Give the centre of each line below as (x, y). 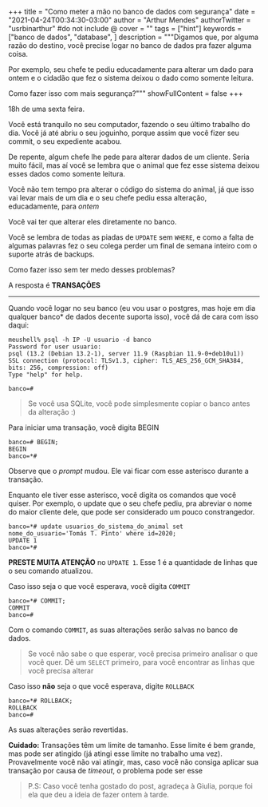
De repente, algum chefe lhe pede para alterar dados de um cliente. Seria (129, 157)
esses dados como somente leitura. (67, 174)
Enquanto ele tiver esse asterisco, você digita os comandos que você (122, 495)
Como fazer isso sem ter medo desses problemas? (92, 270)
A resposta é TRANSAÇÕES (55, 285)
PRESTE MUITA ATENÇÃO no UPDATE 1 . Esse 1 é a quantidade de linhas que (133, 562)
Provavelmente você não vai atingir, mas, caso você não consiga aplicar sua (134, 762)
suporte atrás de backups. (51, 254)
